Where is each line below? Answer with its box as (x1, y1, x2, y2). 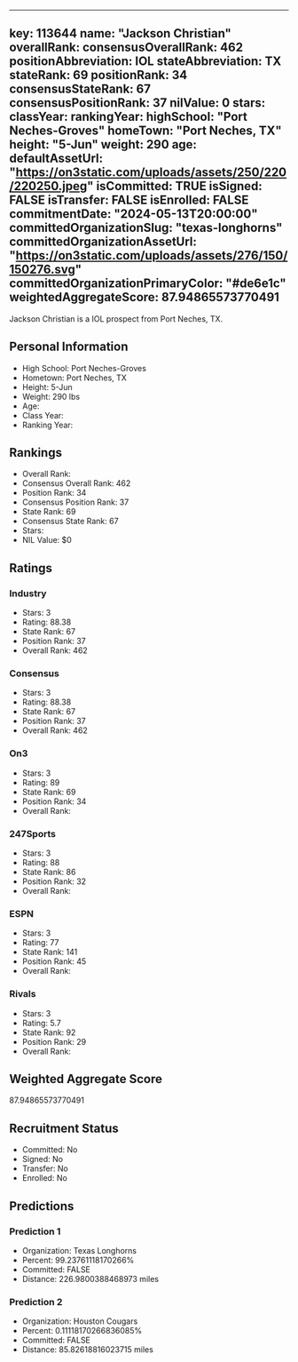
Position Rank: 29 (21, 1036, 87, 1047)
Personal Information (9, 339, 129, 354)
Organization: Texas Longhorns (21, 1245, 137, 1255)
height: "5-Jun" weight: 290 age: (9, 137, 198, 152)
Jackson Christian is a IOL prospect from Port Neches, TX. (9, 313, 223, 324)
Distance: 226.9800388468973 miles (21, 1273, 160, 1284)
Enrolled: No (21, 1173, 68, 1183)
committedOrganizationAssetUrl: (9, 235, 198, 250)
